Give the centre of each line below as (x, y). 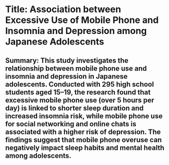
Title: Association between (63, 9)
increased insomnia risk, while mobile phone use (84, 116)
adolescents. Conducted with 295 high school (80, 84)
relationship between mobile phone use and (76, 68)
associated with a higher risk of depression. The (83, 132)
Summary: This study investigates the (67, 60)
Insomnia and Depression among (76, 31)
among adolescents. (39, 156)
